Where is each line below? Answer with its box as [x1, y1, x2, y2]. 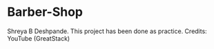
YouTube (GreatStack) [7, 34, 70, 42]
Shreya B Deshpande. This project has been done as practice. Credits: [7, 27, 207, 35]
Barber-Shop [7, 4, 84, 20]
